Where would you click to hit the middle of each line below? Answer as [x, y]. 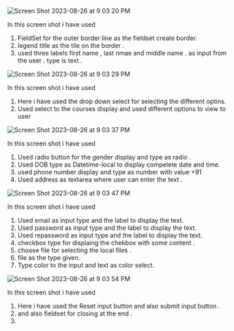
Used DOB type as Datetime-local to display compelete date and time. [119, 164]
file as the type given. [49, 258]
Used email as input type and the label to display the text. [100, 220]
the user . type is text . [50, 60]
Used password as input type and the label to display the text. [107, 228]
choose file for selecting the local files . [74, 250]
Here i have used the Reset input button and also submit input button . [118, 306]
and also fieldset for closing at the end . [75, 313]
